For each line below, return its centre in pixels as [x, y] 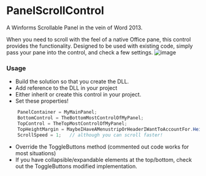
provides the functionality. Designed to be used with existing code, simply [100, 46]
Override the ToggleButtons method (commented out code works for [102, 147]
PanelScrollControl [55, 11]
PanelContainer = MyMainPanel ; [57, 112]
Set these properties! [42, 101]
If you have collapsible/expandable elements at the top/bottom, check [103, 159]
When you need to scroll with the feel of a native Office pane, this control [99, 39]
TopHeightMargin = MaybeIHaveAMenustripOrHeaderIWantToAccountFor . [105, 129]
